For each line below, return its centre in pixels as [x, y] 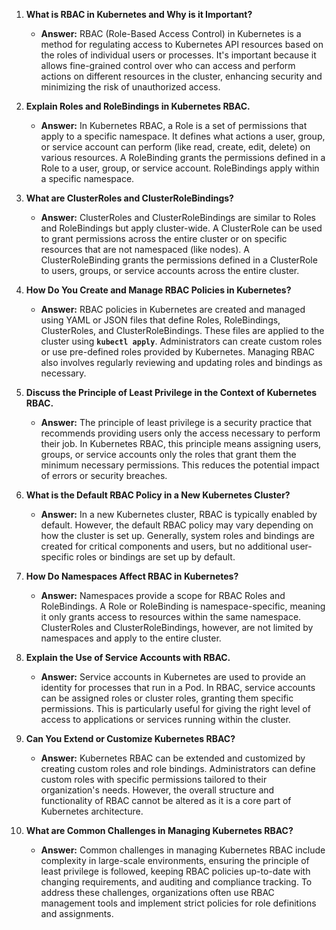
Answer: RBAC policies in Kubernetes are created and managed [173, 309]
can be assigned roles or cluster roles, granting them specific [167, 698]
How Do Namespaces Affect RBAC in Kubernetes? [132, 576]
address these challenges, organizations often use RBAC [157, 892]
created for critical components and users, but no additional [164, 546]
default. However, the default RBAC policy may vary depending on [177, 525]
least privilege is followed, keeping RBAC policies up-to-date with [175, 871]
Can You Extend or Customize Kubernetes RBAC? [130, 738]
